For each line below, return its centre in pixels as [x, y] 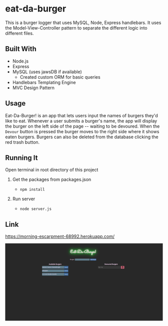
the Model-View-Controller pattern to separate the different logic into [76, 28]
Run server [24, 199]
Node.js [20, 61]
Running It [21, 157]
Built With [21, 49]
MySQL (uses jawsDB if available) [47, 72]
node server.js [35, 209]
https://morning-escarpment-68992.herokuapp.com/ [60, 236]
